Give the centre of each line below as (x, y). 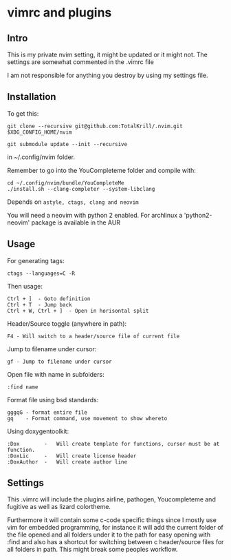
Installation (32, 97)
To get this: (23, 113)
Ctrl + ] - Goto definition (49, 299)
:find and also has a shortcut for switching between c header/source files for (115, 542)
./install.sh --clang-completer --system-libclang (81, 189)
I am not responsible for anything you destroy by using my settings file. (108, 75)
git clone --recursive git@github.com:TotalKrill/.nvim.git (95, 126)
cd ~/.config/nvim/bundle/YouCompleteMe (66, 183)
